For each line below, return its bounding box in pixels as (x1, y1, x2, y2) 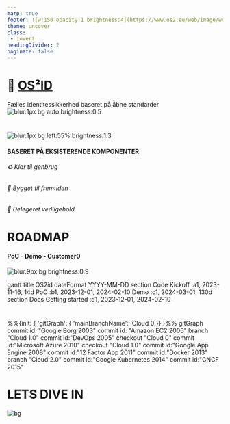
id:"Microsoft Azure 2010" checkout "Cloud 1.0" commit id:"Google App (7, 341, 209, 349)
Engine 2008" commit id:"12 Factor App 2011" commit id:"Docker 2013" (7, 348, 208, 356)
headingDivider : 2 (7, 42, 60, 49)
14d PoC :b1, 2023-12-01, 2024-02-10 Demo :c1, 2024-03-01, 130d (23, 288, 213, 296)
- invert (10, 36, 36, 42)
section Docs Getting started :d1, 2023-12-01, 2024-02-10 (7, 295, 171, 303)
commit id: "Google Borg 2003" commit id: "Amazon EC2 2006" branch (7, 326, 209, 334)
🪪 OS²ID (7, 78, 53, 93)
